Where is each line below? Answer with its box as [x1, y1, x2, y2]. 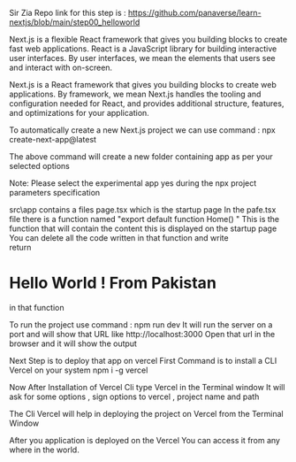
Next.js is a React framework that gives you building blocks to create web [9, 80, 277, 89]
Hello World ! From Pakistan [9, 273, 216, 293]
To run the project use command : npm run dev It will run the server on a [9, 319, 273, 330]
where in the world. [9, 444, 80, 455]
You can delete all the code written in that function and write [9, 233, 229, 243]
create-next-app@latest [9, 135, 97, 144]
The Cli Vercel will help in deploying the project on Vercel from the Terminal [9, 408, 285, 419]
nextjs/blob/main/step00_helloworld [9, 17, 140, 27]
